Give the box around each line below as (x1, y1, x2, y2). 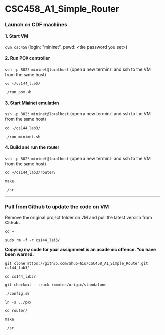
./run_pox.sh (5, 89, 32, 94)
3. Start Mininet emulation (5, 100, 60, 106)
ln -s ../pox (5, 300, 32, 305)
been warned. (5, 251, 34, 257)
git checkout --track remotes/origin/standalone (5, 282, 107, 288)
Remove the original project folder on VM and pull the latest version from (5, 215, 152, 221)
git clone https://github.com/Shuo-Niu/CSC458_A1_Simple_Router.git (5, 261, 148, 266)
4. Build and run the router (5, 144, 60, 150)
